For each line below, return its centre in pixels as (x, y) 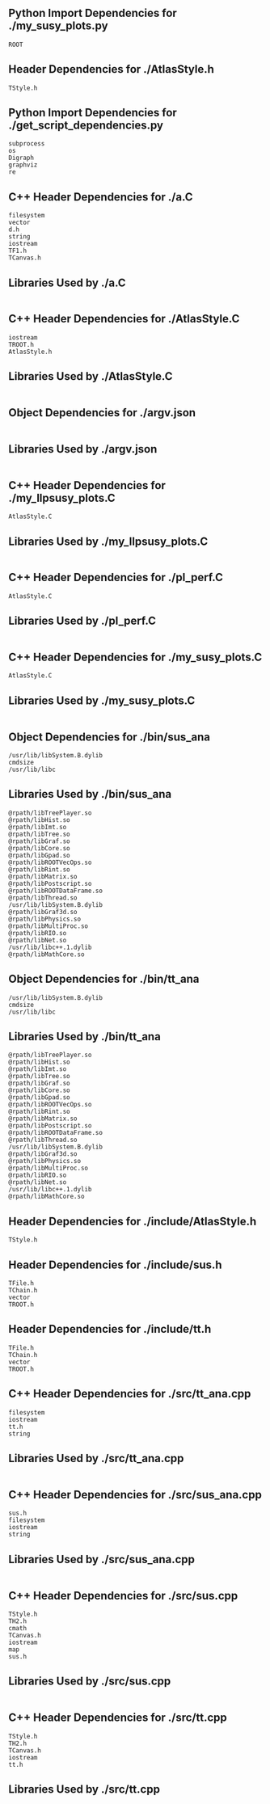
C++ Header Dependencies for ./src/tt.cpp (118, 1718)
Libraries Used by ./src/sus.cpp (90, 1682)
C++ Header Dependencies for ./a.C (101, 197)
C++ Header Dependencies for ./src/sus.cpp (123, 1595)
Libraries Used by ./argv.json (83, 449)
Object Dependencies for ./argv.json (102, 413)
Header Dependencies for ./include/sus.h (115, 1264)
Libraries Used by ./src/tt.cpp (84, 1789)
